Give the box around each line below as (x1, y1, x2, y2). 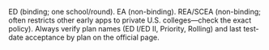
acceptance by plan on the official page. (24, 32, 160, 42)
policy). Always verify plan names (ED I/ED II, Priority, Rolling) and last (8, 24, 241, 33)
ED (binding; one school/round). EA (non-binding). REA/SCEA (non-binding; (8, 7, 262, 16)
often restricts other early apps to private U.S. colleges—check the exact (8, 15, 252, 25)
